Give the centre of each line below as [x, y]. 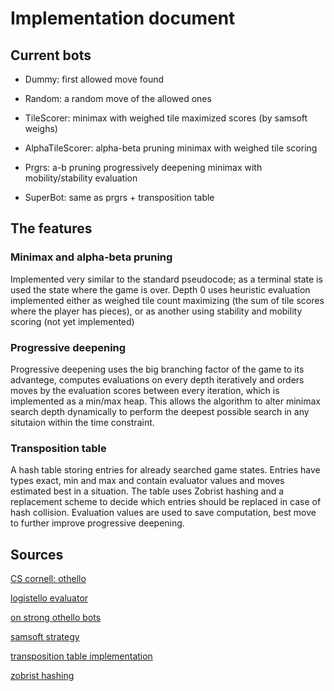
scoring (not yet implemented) [72, 321]
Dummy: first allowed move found [94, 79]
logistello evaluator [49, 598]
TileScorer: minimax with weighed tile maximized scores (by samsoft [166, 118]
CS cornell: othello [48, 579]
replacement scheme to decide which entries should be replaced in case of [166, 502]
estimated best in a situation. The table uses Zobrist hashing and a [147, 491]
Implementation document [123, 18]
